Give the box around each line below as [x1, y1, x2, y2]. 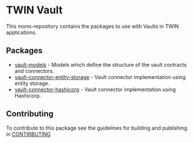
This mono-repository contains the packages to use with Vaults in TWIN [6, 23, 179, 30]
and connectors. [14, 67, 54, 74]
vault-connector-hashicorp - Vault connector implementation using [14, 85, 176, 93]
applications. [6, 28, 37, 35]
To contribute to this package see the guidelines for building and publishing [6, 124, 188, 131]
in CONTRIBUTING [6, 130, 51, 137]
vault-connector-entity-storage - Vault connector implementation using [14, 73, 186, 80]
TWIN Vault [6, 3, 63, 17]
